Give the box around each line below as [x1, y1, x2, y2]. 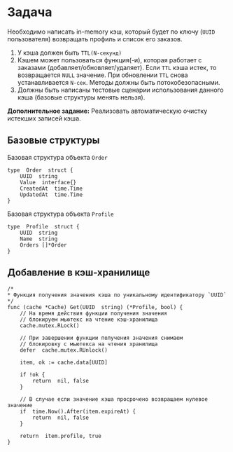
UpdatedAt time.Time [20, 191, 83, 198]
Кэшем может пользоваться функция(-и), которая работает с [17, 55, 202, 64]
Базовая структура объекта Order [7, 153, 108, 161]
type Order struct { [7, 166, 73, 174]
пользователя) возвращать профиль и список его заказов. [7, 34, 183, 43]
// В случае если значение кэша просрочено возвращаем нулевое [20, 395, 209, 403]
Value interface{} [20, 179, 77, 186]
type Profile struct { [7, 223, 80, 230]
